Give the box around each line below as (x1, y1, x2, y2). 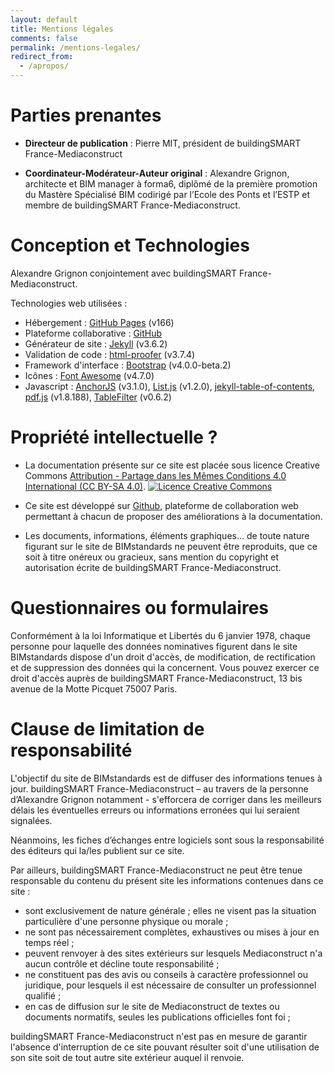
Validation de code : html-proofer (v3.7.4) (24, 348, 196, 360)
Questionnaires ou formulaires (10, 597, 270, 619)
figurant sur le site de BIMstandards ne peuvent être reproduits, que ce (24, 540, 318, 552)
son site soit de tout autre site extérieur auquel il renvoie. (10, 1051, 245, 1063)
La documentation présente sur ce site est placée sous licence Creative (24, 459, 320, 471)
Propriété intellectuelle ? (10, 426, 218, 449)
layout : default (10, 14, 78, 25)
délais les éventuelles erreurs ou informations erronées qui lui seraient (10, 804, 300, 816)
